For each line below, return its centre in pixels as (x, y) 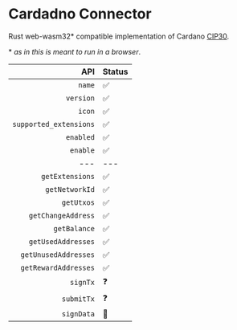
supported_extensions (53, 124)
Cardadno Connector (80, 14)
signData (78, 314)
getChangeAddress (61, 215)
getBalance (74, 228)
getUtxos (78, 202)
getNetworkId (70, 189)
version (80, 98)
